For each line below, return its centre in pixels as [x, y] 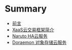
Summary [26, 9]
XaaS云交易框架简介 [33, 30]
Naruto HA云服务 [30, 36]
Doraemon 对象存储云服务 [39, 42]
